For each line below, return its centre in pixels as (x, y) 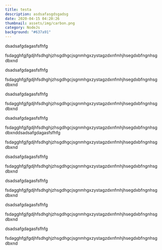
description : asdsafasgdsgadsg (37, 14)
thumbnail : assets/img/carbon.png (40, 23)
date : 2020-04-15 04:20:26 (32, 18)
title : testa (18, 9)
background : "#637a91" (28, 32)
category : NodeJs (23, 28)
